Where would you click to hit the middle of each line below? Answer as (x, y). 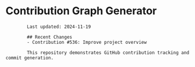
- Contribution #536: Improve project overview (87, 42)
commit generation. (30, 58)
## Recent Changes (50, 37)
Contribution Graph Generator (81, 11)
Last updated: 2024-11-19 (59, 27)
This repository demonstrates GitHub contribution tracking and (108, 52)
